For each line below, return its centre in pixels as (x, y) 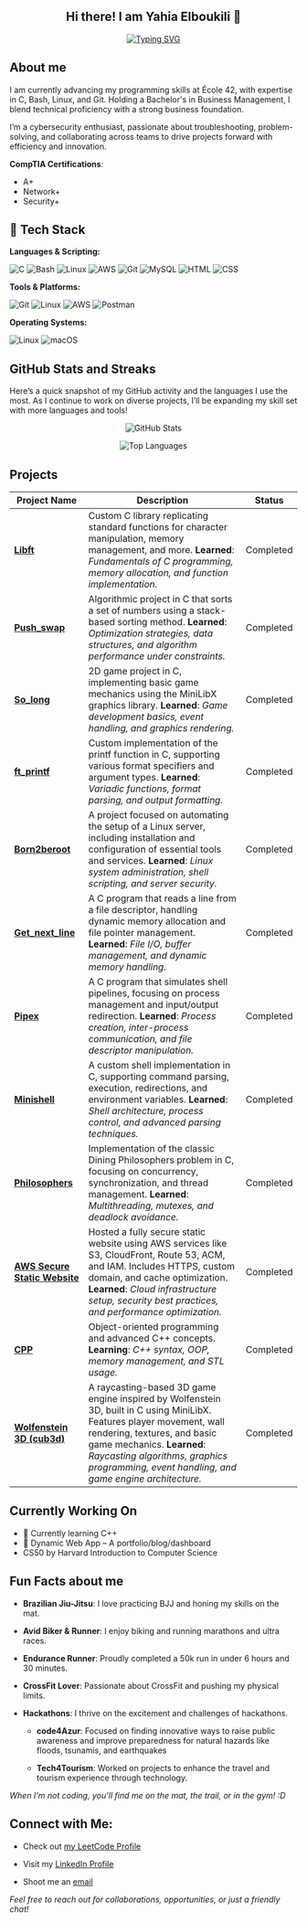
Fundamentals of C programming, (161, 561)
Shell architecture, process (146, 1111)
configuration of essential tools (155, 849)
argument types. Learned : (144, 778)
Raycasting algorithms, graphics (158, 1456)
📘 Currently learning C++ (70, 1533)
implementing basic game (143, 683)
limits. (34, 1695)
